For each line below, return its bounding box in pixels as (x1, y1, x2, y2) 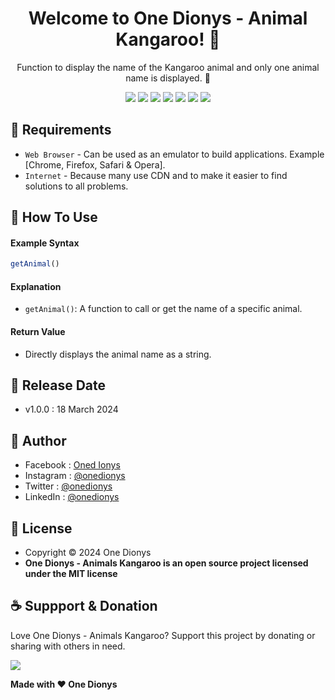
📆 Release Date (10, 377, 106, 394)
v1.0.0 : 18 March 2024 (24, 403, 119, 416)
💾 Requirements (10, 122, 112, 139)
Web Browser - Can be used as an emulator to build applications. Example (24, 148, 325, 160)
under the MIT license (24, 568, 118, 580)
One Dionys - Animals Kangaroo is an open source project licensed (24, 557, 309, 569)
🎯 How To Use (10, 209, 98, 226)
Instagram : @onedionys (24, 470, 126, 482)
